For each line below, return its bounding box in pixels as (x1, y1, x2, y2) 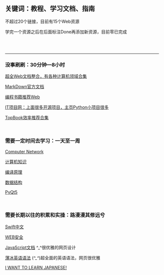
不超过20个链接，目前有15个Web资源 (5, 18, 80, 24)
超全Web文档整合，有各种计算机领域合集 (5, 73, 87, 79)
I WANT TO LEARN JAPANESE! (5, 264, 67, 270)
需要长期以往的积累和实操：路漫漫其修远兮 (5, 212, 105, 219)
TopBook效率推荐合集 (5, 115, 49, 121)
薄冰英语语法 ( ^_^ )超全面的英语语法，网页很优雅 (5, 255, 101, 260)
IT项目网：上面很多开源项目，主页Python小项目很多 (5, 104, 109, 110)
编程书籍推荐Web (5, 94, 40, 100)
